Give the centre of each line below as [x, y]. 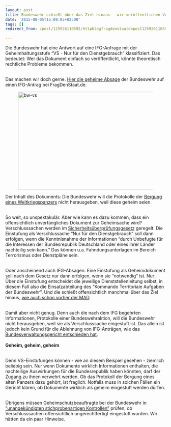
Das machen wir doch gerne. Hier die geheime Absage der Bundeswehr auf [85, 79]
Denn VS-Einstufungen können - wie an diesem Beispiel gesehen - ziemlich [85, 361]
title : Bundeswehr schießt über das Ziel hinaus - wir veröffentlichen [83, 15]
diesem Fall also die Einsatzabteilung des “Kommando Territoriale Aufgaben [85, 287]
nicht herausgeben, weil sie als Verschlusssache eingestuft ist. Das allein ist [85, 324]
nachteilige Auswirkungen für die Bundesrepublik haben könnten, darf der [83, 372]
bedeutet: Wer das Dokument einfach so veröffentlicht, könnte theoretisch [83, 59]
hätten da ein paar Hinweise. [35, 419]
